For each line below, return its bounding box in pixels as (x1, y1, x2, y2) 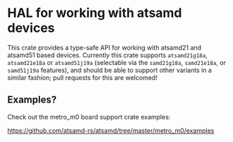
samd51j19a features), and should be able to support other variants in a (7, 66, 212, 74)
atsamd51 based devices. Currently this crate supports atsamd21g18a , (7, 51, 208, 59)
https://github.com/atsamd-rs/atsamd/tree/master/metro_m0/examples (7, 126, 215, 135)
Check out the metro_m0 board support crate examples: (7, 112, 171, 121)
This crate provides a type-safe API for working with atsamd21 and (7, 43, 202, 52)
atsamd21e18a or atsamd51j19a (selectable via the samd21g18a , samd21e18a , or (7, 58, 226, 66)
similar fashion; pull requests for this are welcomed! (7, 73, 157, 82)
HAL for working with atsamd (7, 5, 182, 21)
